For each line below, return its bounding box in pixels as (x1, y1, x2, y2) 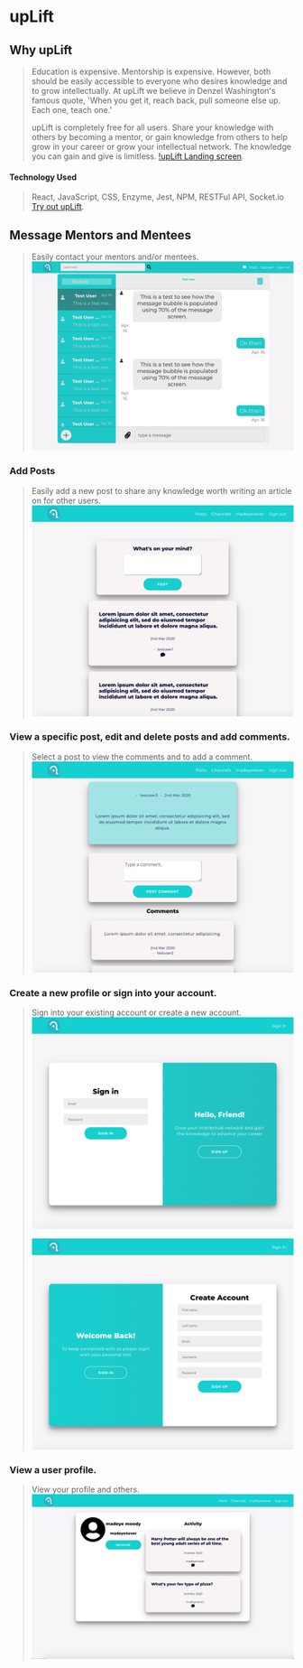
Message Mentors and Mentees (9, 228, 192, 243)
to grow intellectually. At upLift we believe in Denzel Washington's (31, 86, 277, 96)
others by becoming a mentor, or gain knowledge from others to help (31, 132, 289, 142)
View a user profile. (9, 1464, 97, 1477)
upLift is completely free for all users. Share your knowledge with (31, 122, 274, 133)
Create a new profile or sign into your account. (9, 986, 217, 999)
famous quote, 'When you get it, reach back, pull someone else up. (31, 95, 281, 106)
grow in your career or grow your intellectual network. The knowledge (31, 142, 291, 152)
